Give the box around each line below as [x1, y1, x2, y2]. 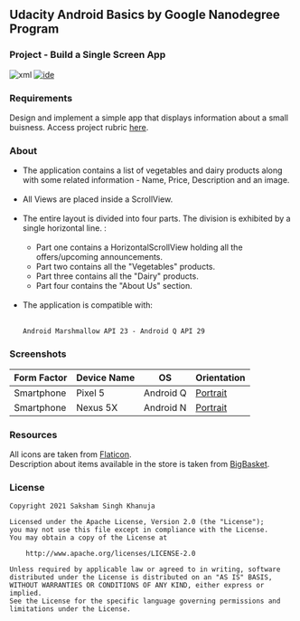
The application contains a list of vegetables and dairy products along [22, 165, 283, 176]
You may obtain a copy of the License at [9, 533, 168, 542]
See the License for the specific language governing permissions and [9, 597, 281, 606]
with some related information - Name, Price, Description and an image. [22, 175, 290, 186]
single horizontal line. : [22, 223, 107, 234]
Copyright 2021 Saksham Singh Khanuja [9, 502, 155, 511]
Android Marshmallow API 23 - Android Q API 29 [22, 327, 205, 336]
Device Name [76, 371, 136, 384]
